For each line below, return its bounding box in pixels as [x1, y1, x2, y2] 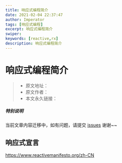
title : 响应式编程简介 [5, 7, 49, 13]
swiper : [5, 31, 22, 36]
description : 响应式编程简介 [5, 41, 63, 46]
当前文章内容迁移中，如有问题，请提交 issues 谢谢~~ [5, 121, 117, 128]
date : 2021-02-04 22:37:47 [5, 12, 63, 17]
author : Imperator [5, 17, 45, 22]
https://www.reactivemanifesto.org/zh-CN [5, 152, 95, 158]
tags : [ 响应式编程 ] [5, 22, 43, 27]
